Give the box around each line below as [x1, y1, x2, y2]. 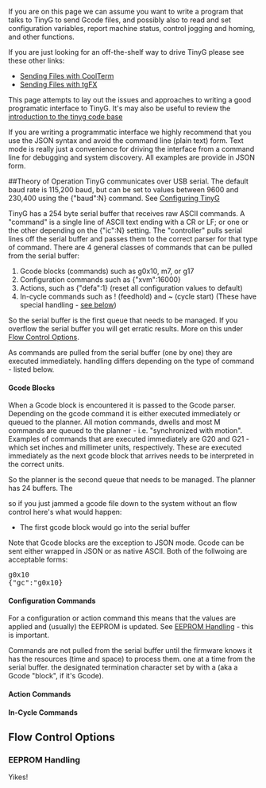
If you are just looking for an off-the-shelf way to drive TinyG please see [8, 48, 245, 56]
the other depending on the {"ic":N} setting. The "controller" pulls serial [8, 226, 242, 235]
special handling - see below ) [19, 300, 117, 309]
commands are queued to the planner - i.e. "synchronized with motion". [8, 426, 243, 435]
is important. [8, 631, 50, 640]
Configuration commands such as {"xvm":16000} [19, 275, 181, 284]
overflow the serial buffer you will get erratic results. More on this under [8, 324, 244, 333]
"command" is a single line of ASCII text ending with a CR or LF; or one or [8, 218, 249, 226]
